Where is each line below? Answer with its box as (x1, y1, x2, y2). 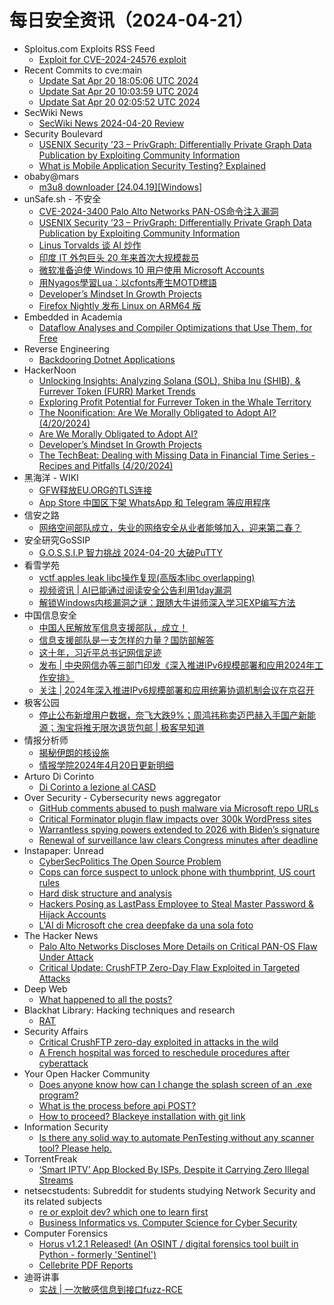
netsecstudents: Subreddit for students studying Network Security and (23, 1184, 316, 1196)
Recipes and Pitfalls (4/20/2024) (38, 459, 174, 471)
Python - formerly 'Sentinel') (38, 1248, 157, 1260)
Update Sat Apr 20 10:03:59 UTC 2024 (38, 85, 199, 97)
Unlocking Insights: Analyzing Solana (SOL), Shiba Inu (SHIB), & (38, 374, 301, 386)
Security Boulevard (23, 127, 104, 140)
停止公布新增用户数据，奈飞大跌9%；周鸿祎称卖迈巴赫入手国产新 (38, 709, 308, 721)
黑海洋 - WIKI (23, 471, 79, 483)
